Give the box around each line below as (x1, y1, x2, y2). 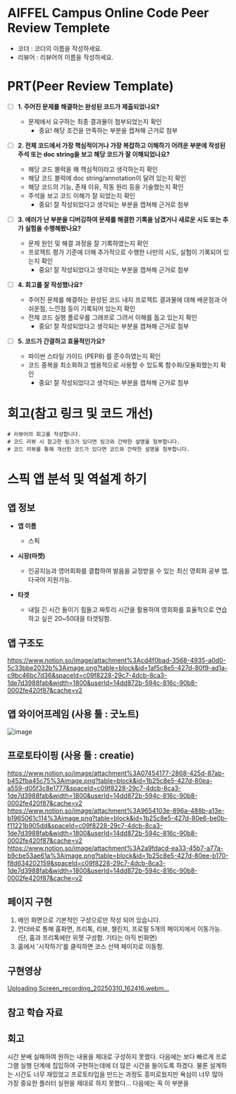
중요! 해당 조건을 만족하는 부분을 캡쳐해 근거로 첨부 (38, 126, 178, 135)
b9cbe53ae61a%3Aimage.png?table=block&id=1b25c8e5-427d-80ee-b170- (7, 851, 229, 860)
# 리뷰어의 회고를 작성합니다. (7, 431, 82, 438)
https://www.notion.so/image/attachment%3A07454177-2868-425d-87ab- (7, 769, 225, 777)
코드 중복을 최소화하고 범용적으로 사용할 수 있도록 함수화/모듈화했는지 (27, 361, 219, 370)
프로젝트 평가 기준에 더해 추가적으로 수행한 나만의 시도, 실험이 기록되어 (27, 248, 222, 257)
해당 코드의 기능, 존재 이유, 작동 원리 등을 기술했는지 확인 (27, 183, 185, 191)
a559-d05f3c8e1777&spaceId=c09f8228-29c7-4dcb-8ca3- (7, 784, 182, 792)
